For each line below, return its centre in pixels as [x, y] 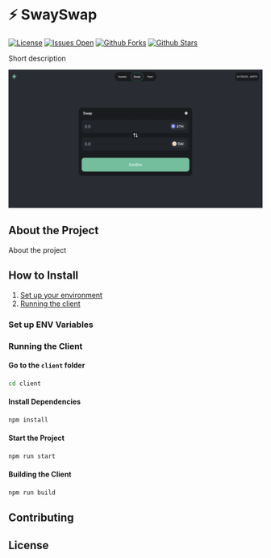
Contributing [41, 518]
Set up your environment [61, 295]
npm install [28, 420]
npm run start [32, 456]
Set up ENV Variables [51, 325]
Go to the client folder [47, 365]
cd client [25, 384]
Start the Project [36, 438]
